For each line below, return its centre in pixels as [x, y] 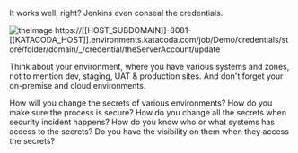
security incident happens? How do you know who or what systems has [142, 122]
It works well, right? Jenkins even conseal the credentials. [116, 13]
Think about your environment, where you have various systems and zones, [149, 67]
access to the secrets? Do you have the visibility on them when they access [149, 132]
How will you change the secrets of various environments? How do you [141, 103]
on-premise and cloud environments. [78, 85]
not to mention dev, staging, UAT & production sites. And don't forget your [146, 76]
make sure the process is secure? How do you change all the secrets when [148, 112]
